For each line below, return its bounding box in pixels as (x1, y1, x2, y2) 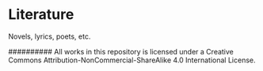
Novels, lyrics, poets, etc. (8, 32, 91, 41)
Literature (8, 6, 74, 24)
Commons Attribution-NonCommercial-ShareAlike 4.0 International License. (8, 55, 256, 65)
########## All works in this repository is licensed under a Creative (8, 47, 234, 56)
